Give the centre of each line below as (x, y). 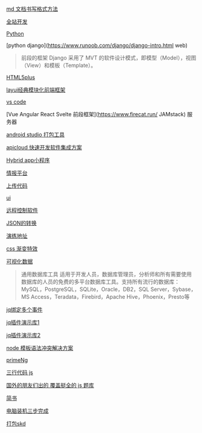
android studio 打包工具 (36, 135)
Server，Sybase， (173, 289)
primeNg (17, 360)
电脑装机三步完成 (27, 411)
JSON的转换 (22, 223)
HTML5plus (21, 77)
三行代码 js (20, 372)
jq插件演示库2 (24, 335)
